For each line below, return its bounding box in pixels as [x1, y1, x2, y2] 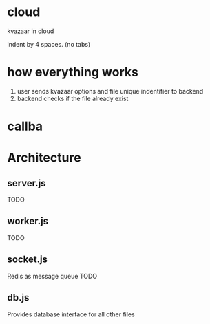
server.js [7, 177, 46, 189]
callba [7, 118, 43, 134]
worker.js [7, 215, 49, 227]
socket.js [7, 254, 48, 266]
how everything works [7, 65, 139, 80]
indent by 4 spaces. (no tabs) [7, 40, 91, 48]
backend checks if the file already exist [17, 94, 129, 102]
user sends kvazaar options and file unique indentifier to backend [17, 87, 204, 95]
